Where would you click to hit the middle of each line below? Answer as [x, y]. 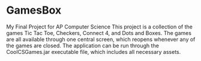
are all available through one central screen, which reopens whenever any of [101, 39]
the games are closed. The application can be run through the [82, 46]
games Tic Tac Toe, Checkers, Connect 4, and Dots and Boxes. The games [99, 33]
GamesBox [34, 10]
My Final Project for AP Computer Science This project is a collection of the [100, 27]
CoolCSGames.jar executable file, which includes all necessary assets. [94, 52]
